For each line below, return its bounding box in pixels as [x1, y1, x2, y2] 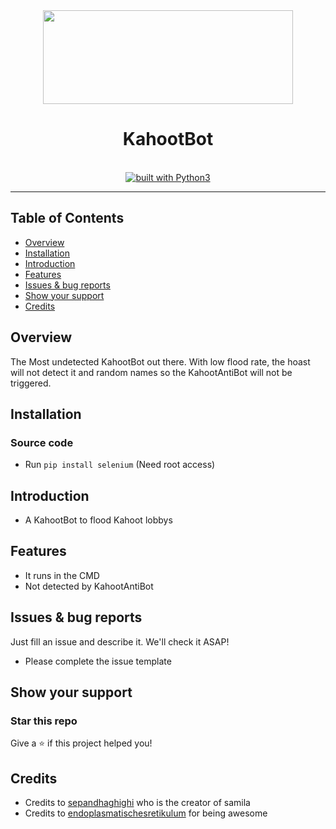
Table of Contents [10, 210, 125, 227]
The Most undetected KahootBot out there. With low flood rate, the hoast [10, 355, 311, 368]
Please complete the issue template [24, 655, 172, 667]
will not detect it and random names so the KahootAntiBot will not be [10, 366, 293, 378]
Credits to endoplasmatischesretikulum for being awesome [24, 807, 268, 819]
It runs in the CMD [24, 569, 100, 581]
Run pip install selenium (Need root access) [24, 459, 216, 471]
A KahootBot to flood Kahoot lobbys [24, 514, 173, 526]
